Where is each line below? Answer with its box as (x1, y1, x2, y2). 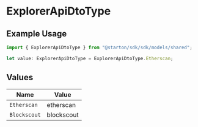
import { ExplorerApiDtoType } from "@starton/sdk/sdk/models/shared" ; (6, 44, 193, 50)
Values (6, 72, 34, 83)
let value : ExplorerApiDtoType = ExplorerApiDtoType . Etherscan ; (6, 55, 174, 61)
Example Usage (6, 29, 67, 39)
